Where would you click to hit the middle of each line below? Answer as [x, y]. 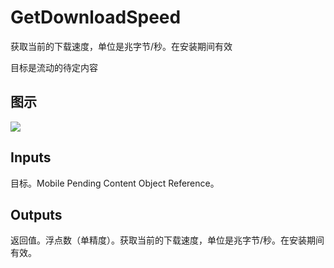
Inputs [31, 157]
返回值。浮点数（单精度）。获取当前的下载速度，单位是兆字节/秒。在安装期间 [167, 240]
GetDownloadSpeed [96, 17]
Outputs [36, 214]
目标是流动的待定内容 [54, 67]
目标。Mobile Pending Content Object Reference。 [115, 183]
